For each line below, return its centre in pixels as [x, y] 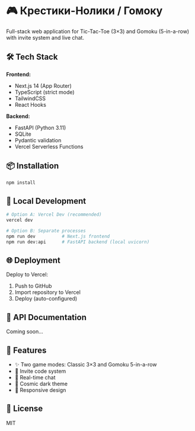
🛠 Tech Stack [32, 57]
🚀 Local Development [46, 201]
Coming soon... [25, 331]
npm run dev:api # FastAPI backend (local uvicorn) [78, 242]
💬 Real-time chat [35, 378]
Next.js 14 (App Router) [43, 85]
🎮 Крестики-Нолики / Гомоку [84, 11]
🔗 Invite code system [40, 371]
